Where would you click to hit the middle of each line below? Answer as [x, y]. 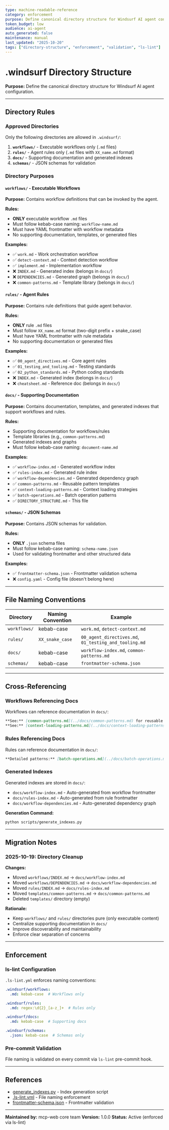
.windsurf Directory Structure [68, 72]
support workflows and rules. [36, 412]
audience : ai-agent [26, 29]
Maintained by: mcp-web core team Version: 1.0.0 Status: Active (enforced [84, 1117]
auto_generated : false [29, 33]
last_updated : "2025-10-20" [35, 43]
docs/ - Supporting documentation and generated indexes [73, 158]
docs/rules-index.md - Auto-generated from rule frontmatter [75, 797]
